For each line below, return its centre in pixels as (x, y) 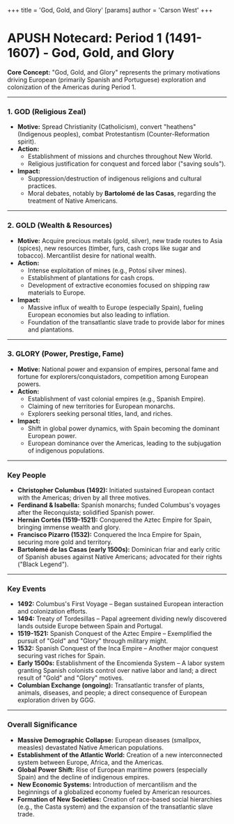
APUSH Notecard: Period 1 (85, 38)
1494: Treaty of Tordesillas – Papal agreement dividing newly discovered (122, 619)
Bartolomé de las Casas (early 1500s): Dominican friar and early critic (119, 550)
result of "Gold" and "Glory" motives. (70, 678)
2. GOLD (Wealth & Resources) (60, 226)
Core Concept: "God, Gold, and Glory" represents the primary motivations (114, 72)
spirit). (26, 141)
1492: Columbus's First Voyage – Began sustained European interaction (120, 604)
